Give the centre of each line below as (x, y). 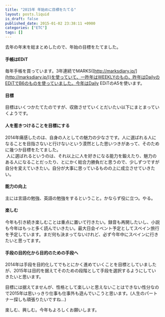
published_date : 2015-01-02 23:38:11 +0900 (50, 23)
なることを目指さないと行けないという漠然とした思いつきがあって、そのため (82, 143)
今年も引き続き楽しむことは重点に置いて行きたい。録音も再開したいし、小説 (82, 222)
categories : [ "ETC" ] (26, 28)
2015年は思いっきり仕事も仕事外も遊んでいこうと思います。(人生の (77, 293)
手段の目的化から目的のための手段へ (42, 253)
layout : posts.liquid (27, 14)
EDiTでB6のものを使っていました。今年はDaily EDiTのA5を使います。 (75, 83)
